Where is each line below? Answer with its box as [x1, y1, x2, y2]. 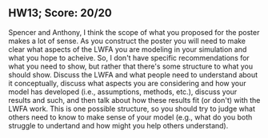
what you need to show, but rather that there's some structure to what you [8, 61, 254, 71]
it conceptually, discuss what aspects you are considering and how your [8, 78, 246, 88]
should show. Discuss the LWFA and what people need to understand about [8, 69, 258, 79]
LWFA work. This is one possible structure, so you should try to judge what [8, 104, 256, 113]
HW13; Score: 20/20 [8, 6, 112, 20]
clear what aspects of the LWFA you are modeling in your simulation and [8, 44, 247, 54]
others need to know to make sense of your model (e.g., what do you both [8, 112, 253, 122]
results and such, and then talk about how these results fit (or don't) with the [8, 95, 261, 104]
